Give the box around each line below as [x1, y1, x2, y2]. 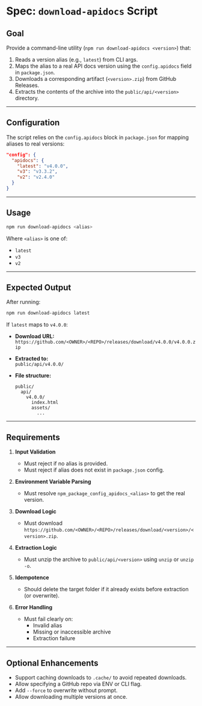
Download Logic [14, 508, 57, 515]
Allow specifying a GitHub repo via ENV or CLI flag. [14, 680, 142, 687]
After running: [6, 298, 41, 306]
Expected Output [6, 283, 72, 293]
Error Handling [14, 604, 53, 611]
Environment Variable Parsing [14, 478, 91, 486]
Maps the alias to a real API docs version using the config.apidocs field [14, 62, 192, 69]
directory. [14, 95, 39, 101]
